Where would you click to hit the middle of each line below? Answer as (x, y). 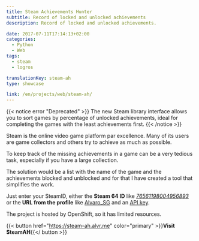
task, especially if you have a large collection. (62, 160)
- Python (22, 45)
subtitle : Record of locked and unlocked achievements (76, 17)
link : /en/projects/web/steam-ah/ (49, 94)
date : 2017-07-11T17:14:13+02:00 (48, 34)
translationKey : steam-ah (38, 78)
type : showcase (25, 84)
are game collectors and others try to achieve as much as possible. (89, 142)
